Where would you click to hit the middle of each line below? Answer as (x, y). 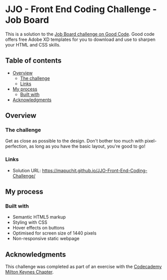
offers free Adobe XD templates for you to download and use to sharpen (80, 39)
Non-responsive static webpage (46, 239)
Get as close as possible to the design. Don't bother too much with (74, 141)
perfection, (17, 146)
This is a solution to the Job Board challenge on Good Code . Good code (80, 34)
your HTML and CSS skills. (33, 44)
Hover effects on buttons (38, 228)
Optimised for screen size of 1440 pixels (54, 233)
